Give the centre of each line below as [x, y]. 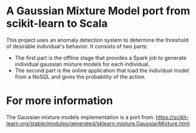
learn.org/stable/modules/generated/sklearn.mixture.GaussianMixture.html [98, 123]
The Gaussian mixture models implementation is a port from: [80, 117]
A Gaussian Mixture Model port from [98, 11]
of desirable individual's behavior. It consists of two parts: [77, 46]
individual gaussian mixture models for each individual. [82, 64]
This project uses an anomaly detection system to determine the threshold [97, 40]
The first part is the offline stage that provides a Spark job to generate [100, 58]
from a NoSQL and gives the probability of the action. [80, 77]
